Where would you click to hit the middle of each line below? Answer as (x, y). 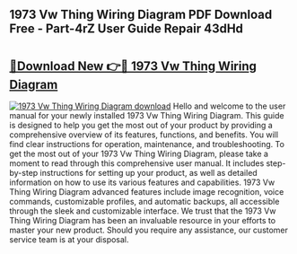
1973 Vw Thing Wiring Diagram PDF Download (141, 15)
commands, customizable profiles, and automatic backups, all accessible (144, 201)
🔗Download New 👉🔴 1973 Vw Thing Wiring (133, 66)
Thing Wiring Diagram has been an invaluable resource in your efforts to (143, 220)
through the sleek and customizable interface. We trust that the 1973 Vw (143, 211)
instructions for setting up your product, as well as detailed (148, 173)
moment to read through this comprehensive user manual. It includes (137, 163)
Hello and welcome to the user (229, 106)
